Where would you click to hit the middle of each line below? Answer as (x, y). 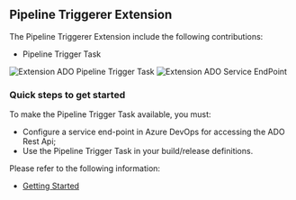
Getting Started (50, 186)
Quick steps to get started (67, 95)
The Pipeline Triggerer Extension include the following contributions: (136, 36)
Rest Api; (39, 141)
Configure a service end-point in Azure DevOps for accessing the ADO (153, 132)
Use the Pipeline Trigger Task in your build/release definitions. (138, 151)
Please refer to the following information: (85, 168)
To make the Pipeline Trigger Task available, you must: (110, 114)
